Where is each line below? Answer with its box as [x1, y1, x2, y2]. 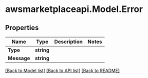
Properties [5, 23, 39, 32]
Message [7, 55, 30, 61]
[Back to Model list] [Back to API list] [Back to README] [5, 67, 120, 73]
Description [54, 38, 83, 45]
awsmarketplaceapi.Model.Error [5, 3, 143, 15]
